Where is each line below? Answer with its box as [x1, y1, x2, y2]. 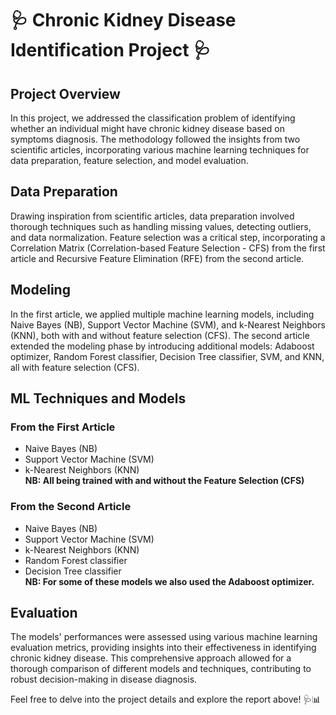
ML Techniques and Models [10, 390, 187, 407]
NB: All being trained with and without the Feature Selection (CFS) [24, 475, 305, 487]
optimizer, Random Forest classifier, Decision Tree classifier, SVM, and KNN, [10, 350, 325, 362]
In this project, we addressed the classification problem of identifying [10, 112, 296, 124]
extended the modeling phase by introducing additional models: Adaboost [10, 340, 315, 352]
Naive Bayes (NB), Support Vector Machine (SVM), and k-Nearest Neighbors [10, 318, 326, 331]
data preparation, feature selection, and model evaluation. [10, 155, 249, 166]
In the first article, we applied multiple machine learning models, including [10, 308, 315, 320]
